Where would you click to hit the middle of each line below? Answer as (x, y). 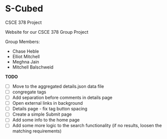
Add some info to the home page (46, 120)
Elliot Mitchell (26, 56)
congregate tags (29, 92)
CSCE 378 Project (24, 22)
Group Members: (23, 41)
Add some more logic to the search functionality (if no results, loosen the (87, 126)
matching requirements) (37, 131)
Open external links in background (47, 103)
